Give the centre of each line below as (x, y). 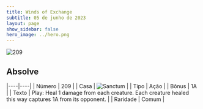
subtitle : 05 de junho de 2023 (46, 18)
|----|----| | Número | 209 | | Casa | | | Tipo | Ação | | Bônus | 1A (102, 86)
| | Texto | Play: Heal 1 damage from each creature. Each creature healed (98, 92)
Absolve (23, 71)
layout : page (23, 23)
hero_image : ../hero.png (38, 35)
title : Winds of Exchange (39, 12)
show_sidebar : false (33, 29)
